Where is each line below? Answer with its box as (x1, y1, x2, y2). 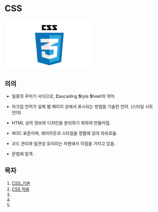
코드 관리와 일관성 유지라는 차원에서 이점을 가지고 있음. (11, 140, 116, 146)
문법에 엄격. (11, 151, 35, 157)
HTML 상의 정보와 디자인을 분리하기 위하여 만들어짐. (11, 120, 111, 126)
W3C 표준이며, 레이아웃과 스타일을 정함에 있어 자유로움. (11, 130, 118, 136)
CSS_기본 (11, 180, 31, 186)
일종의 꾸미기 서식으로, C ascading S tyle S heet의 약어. (11, 93, 116, 99)
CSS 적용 (11, 186, 30, 192)
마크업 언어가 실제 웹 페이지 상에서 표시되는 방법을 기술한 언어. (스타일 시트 (11, 103, 154, 109)
